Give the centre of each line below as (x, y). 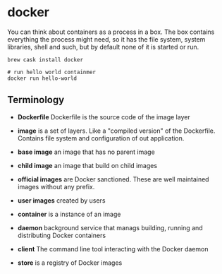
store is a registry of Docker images (70, 263)
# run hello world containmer (52, 72)
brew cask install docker (45, 60)
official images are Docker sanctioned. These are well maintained (113, 179)
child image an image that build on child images (87, 165)
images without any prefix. (56, 186)
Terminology (36, 100)
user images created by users (61, 200)
